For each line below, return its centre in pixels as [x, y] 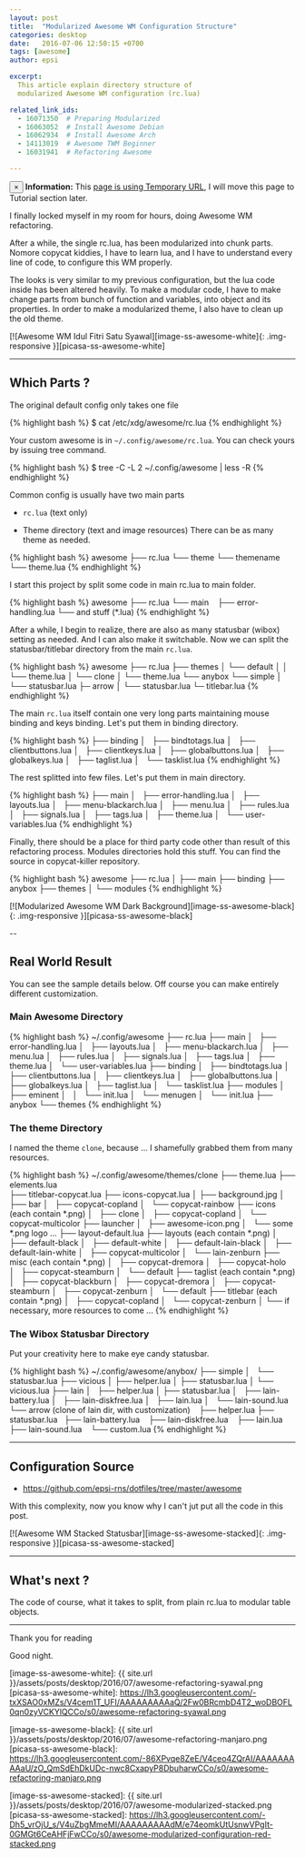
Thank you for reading [51, 1638]
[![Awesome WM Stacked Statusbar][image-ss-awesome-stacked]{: [137, 1533]
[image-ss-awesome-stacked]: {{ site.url [86, 1796]
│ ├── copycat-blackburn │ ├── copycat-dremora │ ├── [125, 1282]
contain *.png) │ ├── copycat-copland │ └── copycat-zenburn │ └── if [150, 1301]
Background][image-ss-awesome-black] [218, 905]
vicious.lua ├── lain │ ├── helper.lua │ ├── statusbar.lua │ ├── [135, 1391]
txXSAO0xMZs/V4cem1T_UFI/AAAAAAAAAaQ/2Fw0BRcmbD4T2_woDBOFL [151, 1702]
